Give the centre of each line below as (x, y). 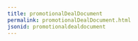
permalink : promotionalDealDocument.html (69, 20)
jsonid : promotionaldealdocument (57, 26)
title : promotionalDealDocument (55, 14)
